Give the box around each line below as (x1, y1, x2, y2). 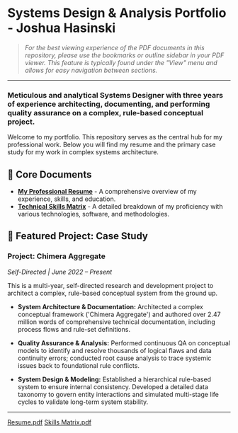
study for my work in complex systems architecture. (7, 148, 159, 156)
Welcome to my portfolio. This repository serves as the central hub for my (7, 133, 223, 142)
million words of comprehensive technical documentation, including (17, 317, 215, 326)
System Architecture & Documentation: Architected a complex (17, 302, 204, 311)
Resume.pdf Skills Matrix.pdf (7, 417, 92, 426)
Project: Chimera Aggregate (7, 251, 106, 261)
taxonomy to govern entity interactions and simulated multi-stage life (17, 390, 220, 398)
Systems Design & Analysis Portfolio (7, 5, 227, 21)
